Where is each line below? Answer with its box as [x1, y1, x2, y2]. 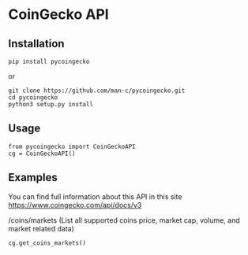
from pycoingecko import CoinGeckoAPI [8, 142, 136, 150]
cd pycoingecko [8, 94, 58, 102]
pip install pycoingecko [8, 57, 90, 65]
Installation [8, 37, 65, 50]
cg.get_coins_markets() [8, 238, 87, 247]
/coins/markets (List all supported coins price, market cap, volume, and [8, 215, 241, 225]
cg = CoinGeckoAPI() [8, 150, 77, 157]
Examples [8, 171, 58, 184]
